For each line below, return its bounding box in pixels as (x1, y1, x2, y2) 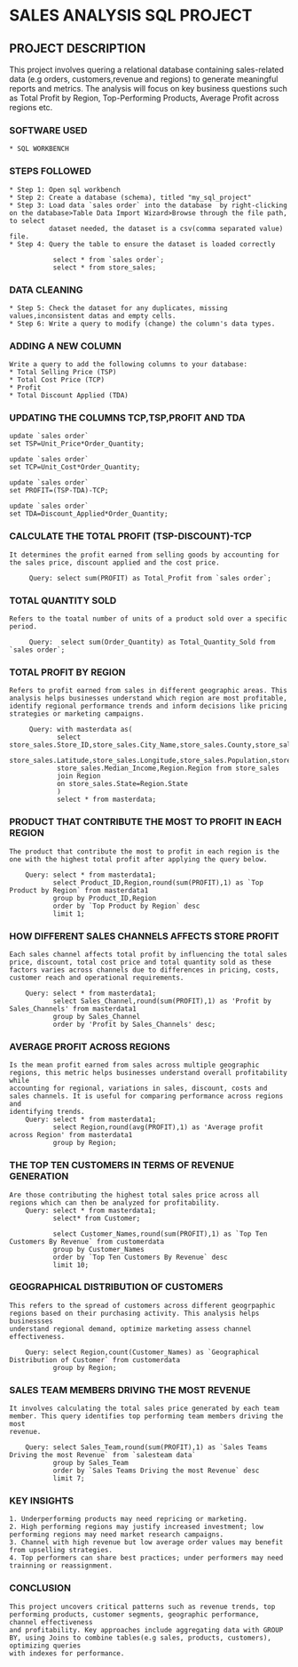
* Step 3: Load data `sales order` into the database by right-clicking (9, 201, 288, 210)
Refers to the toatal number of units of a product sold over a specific (9, 614, 288, 623)
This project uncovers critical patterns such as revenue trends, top (9, 1602, 276, 1611)
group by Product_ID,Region (52, 894, 157, 902)
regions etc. (9, 102, 53, 112)
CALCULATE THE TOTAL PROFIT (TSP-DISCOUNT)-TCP (9, 530, 253, 542)
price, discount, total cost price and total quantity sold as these (9, 958, 272, 966)
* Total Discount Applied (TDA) (9, 391, 129, 400)
